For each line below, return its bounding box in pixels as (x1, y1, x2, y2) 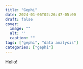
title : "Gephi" (5, 7, 38, 13)
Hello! (5, 58, 18, 64)
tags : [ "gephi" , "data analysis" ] (5, 40, 79, 45)
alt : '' (10, 31, 26, 36)
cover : (5, 21, 19, 27)
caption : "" (10, 36, 36, 41)
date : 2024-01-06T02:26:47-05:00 (5, 12, 76, 17)
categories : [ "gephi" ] (5, 45, 53, 50)
